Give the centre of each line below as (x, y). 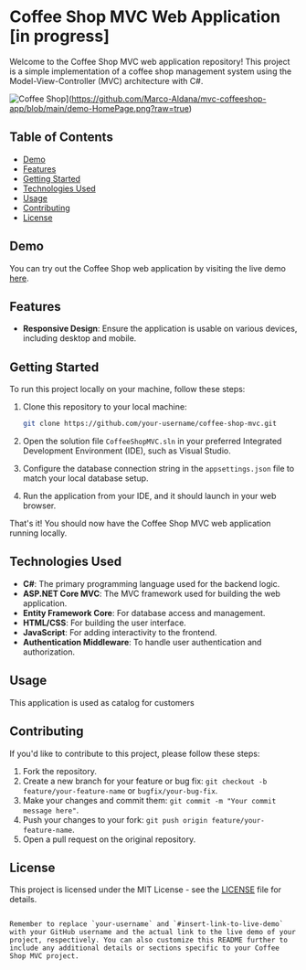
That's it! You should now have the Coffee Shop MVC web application (140, 524)
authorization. (49, 652)
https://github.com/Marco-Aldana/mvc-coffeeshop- (169, 99)
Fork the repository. (60, 771)
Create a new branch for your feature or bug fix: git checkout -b (145, 781)
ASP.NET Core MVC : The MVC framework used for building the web (152, 593)
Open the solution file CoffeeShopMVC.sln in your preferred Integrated (152, 442)
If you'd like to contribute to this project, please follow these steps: (135, 753)
